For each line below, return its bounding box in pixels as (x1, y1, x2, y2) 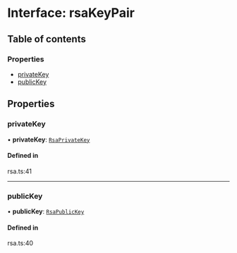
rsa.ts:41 (7, 167, 32, 175)
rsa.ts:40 (7, 239, 34, 247)
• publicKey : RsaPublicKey (7, 207, 85, 216)
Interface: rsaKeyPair (7, 5, 135, 21)
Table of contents (7, 33, 86, 45)
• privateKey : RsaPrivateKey (7, 135, 90, 144)
